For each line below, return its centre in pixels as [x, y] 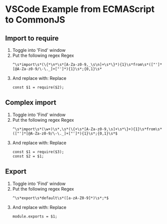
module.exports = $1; [35, 216]
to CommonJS [35, 20]
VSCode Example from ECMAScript [80, 9]
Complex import [31, 103]
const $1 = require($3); [38, 152]
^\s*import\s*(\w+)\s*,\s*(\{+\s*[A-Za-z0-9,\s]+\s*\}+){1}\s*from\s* [87, 129]
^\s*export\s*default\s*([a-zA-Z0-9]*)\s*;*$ [60, 198]
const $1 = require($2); [38, 87]
